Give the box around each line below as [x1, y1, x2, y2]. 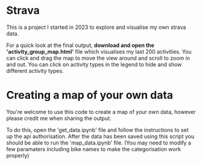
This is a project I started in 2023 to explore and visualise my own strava [6, 23, 186, 31]
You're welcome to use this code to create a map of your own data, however [6, 108, 196, 115]
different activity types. [6, 67, 65, 74]
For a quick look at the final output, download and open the [6, 42, 155, 49]
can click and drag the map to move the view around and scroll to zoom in [6, 54, 190, 61]
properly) [6, 152, 30, 159]
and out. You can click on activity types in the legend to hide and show [6, 61, 182, 68]
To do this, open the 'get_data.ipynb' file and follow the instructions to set [6, 126, 189, 133]
